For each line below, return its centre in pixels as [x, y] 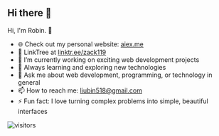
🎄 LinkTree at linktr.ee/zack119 [62, 52]
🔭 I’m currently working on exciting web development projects [108, 59]
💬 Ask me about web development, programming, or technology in [115, 75]
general [29, 82]
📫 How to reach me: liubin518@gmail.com [80, 90]
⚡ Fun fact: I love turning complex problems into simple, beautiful [113, 101]
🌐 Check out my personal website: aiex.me [81, 44]
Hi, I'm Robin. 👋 [30, 30]
